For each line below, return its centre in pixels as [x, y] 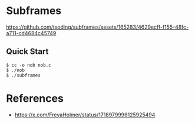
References [35, 98]
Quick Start [27, 52]
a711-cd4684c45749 [31, 33]
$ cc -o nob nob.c [29, 65]
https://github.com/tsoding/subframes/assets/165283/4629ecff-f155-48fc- [97, 27]
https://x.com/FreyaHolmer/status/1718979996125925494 [85, 115]
